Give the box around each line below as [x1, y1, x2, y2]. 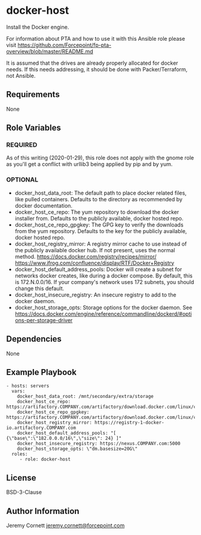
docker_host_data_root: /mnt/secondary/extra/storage [17, 394, 154, 400]
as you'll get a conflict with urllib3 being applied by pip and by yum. [6, 161, 173, 168]
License [6, 473, 36, 483]
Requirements [6, 89, 60, 99]
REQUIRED [6, 141, 38, 149]
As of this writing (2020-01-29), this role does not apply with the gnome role [6, 154, 194, 162]
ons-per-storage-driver [14, 316, 73, 324]
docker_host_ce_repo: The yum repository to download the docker [14, 208, 179, 216]
